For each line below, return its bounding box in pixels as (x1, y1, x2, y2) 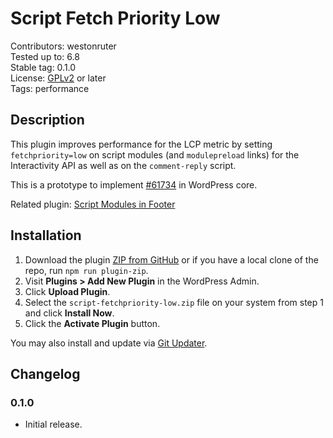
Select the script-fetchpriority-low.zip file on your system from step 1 (24, 296, 324, 308)
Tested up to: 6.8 (10, 50, 80, 62)
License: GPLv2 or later (10, 72, 107, 84)
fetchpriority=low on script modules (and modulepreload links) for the (10, 148, 300, 161)
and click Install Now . (24, 307, 115, 319)
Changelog (10, 365, 81, 382)
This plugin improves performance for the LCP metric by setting (10, 138, 273, 150)
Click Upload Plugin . (24, 285, 111, 297)
